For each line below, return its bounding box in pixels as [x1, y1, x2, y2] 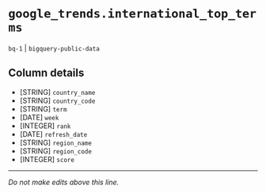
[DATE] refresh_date [19, 129, 88, 138]
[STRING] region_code [19, 146, 93, 156]
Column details [8, 66, 85, 80]
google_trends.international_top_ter [8, 6, 257, 21]
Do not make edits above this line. [8, 177, 120, 187]
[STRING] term [19, 104, 67, 113]
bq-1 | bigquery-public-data [8, 43, 101, 53]
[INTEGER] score [19, 154, 75, 164]
